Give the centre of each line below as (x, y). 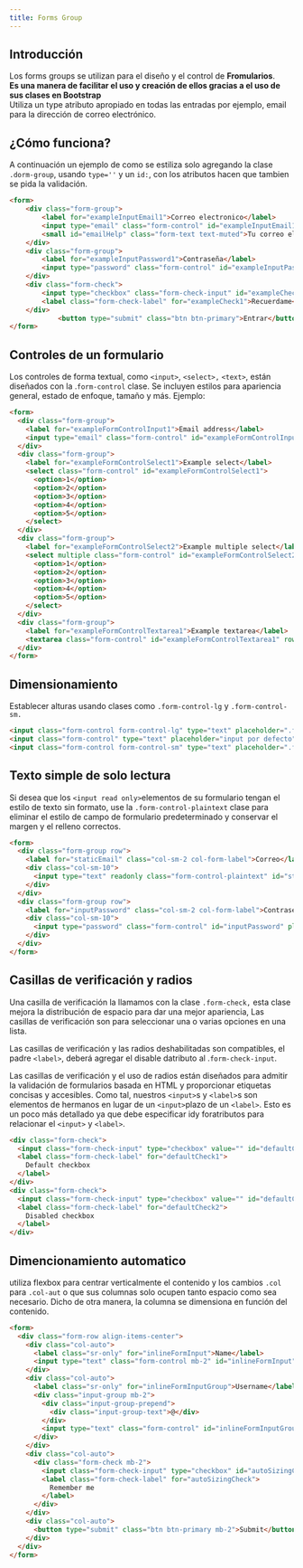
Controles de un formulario (87, 355)
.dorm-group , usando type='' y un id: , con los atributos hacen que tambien (149, 175)
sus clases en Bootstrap (55, 95)
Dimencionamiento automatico (98, 1261)
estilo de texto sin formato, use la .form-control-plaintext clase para (139, 807)
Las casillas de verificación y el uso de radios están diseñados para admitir (149, 1075)
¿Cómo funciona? (60, 142)
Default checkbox (58, 1166)
